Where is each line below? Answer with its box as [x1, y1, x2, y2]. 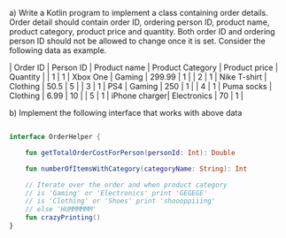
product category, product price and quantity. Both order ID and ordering [9, 27, 276, 36]
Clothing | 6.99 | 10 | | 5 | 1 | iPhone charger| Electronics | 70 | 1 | [9, 90, 243, 101]
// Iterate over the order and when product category [25, 180, 228, 189]
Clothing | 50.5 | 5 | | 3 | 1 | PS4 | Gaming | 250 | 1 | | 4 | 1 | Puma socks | [9, 81, 273, 91]
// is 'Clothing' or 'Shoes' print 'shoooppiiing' [25, 196, 216, 206]
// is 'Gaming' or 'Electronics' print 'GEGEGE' [25, 188, 208, 197]
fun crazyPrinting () [25, 213, 101, 222]
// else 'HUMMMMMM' [25, 205, 97, 214]
